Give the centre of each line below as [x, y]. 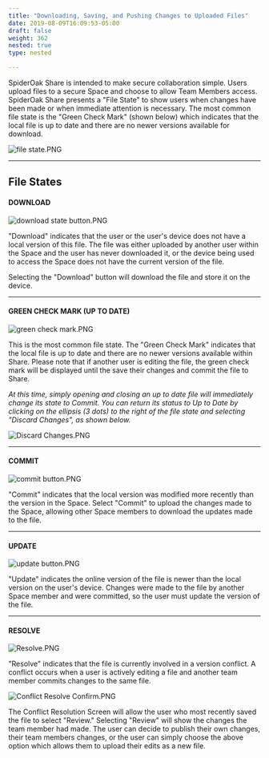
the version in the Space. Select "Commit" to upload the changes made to [130, 503]
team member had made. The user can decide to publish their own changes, [134, 729]
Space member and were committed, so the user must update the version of [134, 596]
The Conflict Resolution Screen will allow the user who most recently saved [132, 712]
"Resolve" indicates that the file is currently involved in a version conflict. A [132, 664]
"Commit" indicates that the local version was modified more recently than [131, 494]
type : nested [30, 53]
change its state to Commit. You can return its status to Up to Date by [123, 402]
